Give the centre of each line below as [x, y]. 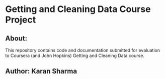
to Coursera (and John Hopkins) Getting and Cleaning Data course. [75, 55]
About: [16, 38]
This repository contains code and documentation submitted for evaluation [82, 50]
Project [21, 20]
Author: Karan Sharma [41, 71]
